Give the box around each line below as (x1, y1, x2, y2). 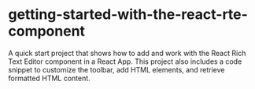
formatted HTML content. (8, 73, 91, 83)
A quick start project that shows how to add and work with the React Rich (8, 48, 246, 57)
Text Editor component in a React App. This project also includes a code (8, 57, 242, 66)
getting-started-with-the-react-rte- (8, 6, 248, 24)
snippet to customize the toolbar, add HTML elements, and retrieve (8, 65, 225, 74)
